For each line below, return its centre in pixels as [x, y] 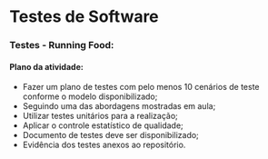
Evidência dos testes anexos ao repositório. [104, 145]
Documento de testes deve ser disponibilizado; [111, 135]
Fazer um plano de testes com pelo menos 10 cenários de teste [141, 87]
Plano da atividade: [46, 66]
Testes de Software [84, 17]
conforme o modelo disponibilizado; [90, 96]
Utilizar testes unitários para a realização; [100, 116]
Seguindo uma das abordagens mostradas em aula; [119, 106]
